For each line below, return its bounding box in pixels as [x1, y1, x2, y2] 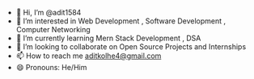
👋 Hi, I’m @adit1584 [15, 8, 82, 17]
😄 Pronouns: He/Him [15, 63, 87, 72]
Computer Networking [15, 25, 91, 34]
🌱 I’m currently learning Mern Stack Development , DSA [15, 33, 201, 43]
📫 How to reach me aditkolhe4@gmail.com [15, 51, 162, 60]
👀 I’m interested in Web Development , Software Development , [15, 16, 226, 26]
